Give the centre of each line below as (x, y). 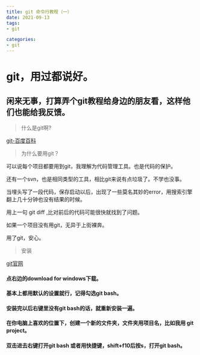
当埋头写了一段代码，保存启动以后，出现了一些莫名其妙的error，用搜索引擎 (99, 192)
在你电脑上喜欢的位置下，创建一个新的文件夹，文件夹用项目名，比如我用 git (100, 323)
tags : (13, 23)
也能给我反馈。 (42, 112)
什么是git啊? (36, 128)
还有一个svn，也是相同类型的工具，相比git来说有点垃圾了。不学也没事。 (96, 179)
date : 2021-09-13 (28, 17)
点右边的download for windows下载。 (54, 278)
